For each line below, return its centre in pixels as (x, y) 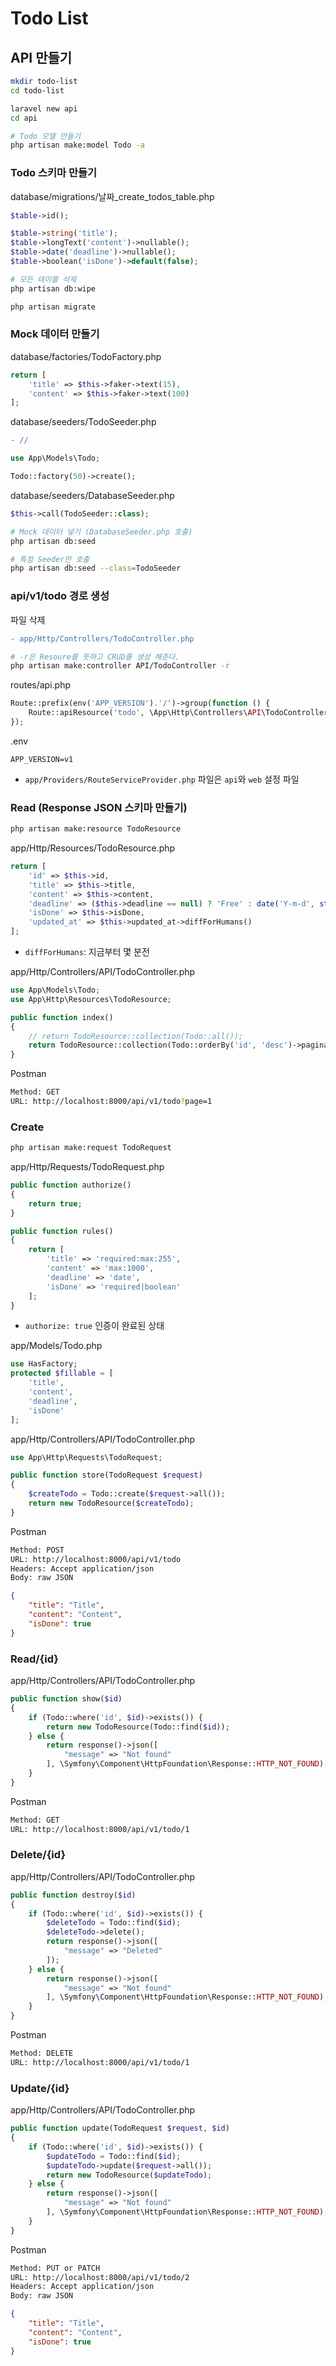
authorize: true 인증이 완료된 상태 (94, 1326)
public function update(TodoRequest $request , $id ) (120, 2128)
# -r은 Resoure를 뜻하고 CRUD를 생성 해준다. (95, 657)
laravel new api (44, 108)
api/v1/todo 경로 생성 (60, 596)
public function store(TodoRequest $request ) (106, 1475)
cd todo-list (37, 90)
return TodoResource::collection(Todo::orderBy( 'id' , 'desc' (158, 1045)
